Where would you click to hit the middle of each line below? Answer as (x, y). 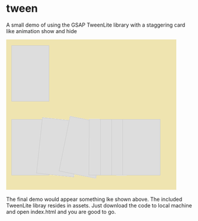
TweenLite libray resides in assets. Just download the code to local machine (99, 205)
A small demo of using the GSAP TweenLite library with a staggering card (96, 25)
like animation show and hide (41, 31)
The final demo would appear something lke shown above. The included (94, 199)
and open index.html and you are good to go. (61, 212)
